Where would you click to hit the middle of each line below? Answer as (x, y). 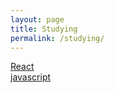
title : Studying (44, 29)
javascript (31, 77)
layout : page (37, 19)
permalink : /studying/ (57, 38)
